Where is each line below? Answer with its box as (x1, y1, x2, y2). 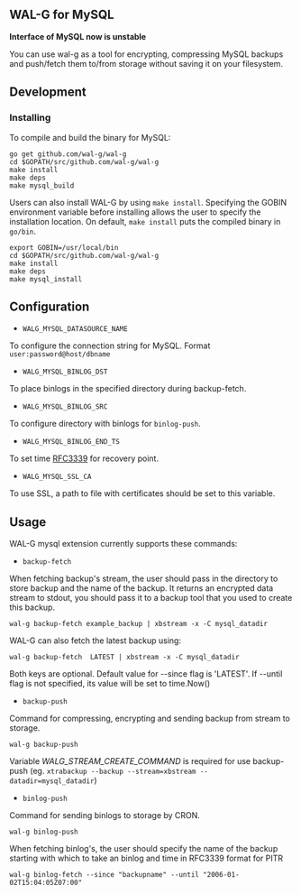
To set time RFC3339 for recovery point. (9, 453, 160, 464)
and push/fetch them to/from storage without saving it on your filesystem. (9, 58, 284, 69)
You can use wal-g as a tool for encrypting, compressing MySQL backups (9, 49, 284, 60)
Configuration (9, 299, 90, 314)
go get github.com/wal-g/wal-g (9, 149, 127, 159)
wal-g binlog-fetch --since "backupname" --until (9, 871, 200, 880)
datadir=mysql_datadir (9, 777, 95, 786)
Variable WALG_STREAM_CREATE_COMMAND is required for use (9, 756, 251, 767)
